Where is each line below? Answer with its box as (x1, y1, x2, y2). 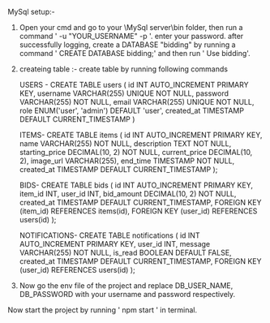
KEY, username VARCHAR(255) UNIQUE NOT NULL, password (19, 88, 229, 98)
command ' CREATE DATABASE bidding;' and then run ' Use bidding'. (19, 49, 251, 58)
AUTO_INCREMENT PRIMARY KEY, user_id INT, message (19, 239, 211, 248)
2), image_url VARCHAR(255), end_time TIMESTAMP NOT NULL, (19, 156, 235, 166)
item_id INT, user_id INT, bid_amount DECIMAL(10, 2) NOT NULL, (19, 189, 237, 198)
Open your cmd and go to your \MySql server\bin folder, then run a (19, 23, 243, 32)
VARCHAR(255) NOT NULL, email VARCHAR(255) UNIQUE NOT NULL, (19, 97, 255, 106)
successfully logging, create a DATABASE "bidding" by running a (19, 40, 236, 50)
